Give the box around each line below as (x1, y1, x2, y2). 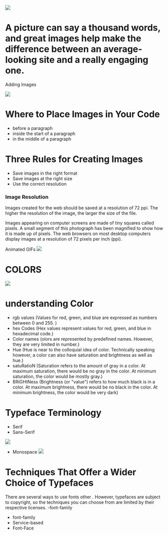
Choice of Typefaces (5, 477, 94, 489)
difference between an (5, 43, 102, 55)
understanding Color (5, 298, 94, 310)
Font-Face (12, 525, 34, 531)
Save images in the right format (12, 170, 78, 176)
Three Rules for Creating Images (5, 154, 143, 165)
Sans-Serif (12, 429, 35, 435)
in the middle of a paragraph (12, 136, 72, 142)
